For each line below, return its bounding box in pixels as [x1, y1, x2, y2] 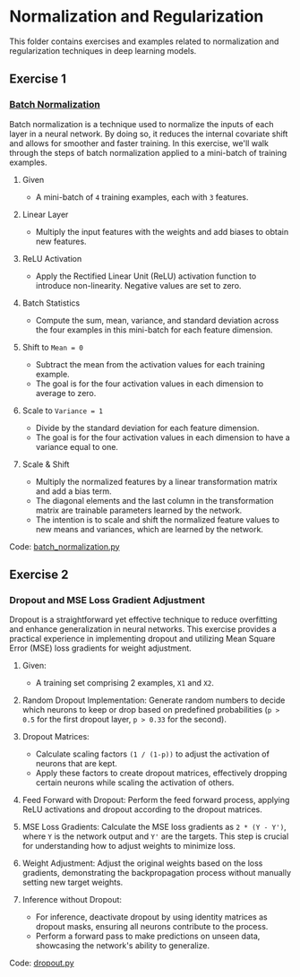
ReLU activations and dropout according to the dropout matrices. [21, 804, 262, 815]
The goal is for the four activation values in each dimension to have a [35, 432, 291, 443]
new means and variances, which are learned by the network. [35, 523, 264, 534]
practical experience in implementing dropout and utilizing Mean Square [9, 634, 276, 644]
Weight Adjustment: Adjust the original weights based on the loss [21, 858, 263, 869]
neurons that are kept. [35, 758, 118, 769]
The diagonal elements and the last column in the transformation [35, 495, 275, 506]
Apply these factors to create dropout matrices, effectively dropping [35, 768, 287, 779]
